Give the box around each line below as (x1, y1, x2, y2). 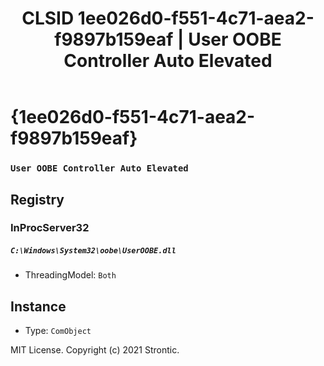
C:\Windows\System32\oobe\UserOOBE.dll (10, 246, 177, 256)
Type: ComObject (24, 325, 92, 337)
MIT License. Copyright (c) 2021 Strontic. (10, 344, 180, 356)
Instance (10, 298, 67, 315)
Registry (10, 191, 65, 208)
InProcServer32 (10, 221, 90, 235)
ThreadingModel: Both (24, 269, 117, 281)
